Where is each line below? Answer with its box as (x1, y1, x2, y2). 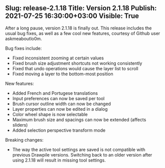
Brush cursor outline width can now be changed (12, 101, 111, 107)
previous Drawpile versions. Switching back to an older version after (12, 152, 153, 158)
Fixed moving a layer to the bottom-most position (12, 71, 113, 77)
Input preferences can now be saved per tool (12, 95, 105, 101)
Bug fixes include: (5, 45, 42, 51)
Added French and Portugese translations (12, 90, 98, 96)
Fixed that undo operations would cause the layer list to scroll (12, 65, 138, 71)
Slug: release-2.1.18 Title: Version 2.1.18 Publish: (5, 4, 157, 12)
